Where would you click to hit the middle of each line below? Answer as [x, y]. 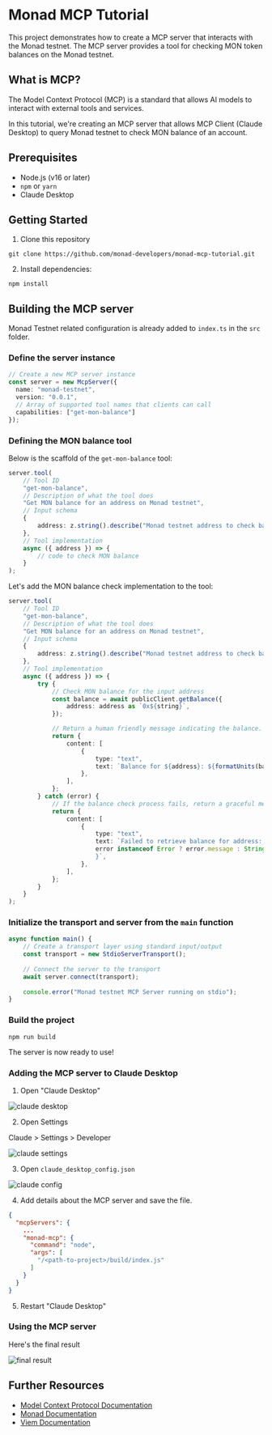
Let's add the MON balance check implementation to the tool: [111, 586]
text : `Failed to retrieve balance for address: [179, 842]
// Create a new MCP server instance [72, 375]
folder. [19, 337]
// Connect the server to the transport [92, 969]
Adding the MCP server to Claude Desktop [93, 1072]
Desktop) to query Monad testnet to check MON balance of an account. [128, 132]
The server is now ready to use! [62, 1052]
